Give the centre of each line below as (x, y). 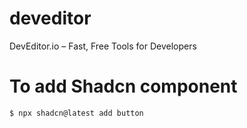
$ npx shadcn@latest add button (76, 113)
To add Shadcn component (123, 86)
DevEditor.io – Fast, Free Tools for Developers (103, 46)
